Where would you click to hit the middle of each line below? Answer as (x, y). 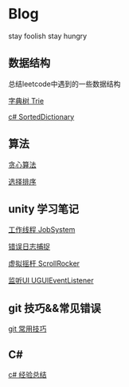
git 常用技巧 (27, 329)
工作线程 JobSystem (42, 230)
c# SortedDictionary (41, 116)
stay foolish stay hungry (48, 36)
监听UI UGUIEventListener (51, 281)
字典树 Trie (26, 101)
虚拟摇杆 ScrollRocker (44, 263)
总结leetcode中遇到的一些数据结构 (64, 84)
